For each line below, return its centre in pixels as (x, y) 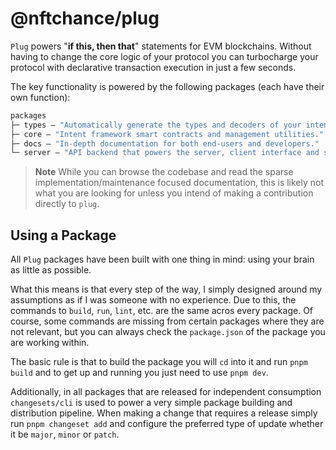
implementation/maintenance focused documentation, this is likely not (179, 183)
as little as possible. (51, 270)
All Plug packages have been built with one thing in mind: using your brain (162, 259)
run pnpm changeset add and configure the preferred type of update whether (167, 424)
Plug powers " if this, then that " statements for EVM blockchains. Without (161, 46)
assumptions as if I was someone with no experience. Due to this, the (153, 300)
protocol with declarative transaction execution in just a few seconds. (153, 67)
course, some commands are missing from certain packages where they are (167, 321)
